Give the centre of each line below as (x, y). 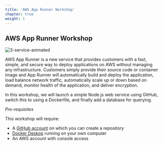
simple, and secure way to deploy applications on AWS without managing (79, 65)
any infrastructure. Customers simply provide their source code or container (82, 70)
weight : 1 (15, 18)
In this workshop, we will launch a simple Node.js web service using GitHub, (81, 95)
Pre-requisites (19, 109)
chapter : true (20, 14)
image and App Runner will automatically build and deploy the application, (79, 75)
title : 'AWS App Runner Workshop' (40, 9)
